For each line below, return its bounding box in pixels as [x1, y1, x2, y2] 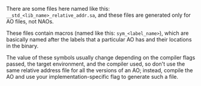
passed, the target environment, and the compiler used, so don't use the [6, 60, 185, 67]
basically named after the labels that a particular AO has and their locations [6, 36, 192, 43]
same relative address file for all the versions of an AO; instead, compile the [6, 67, 193, 74]
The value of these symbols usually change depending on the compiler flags [6, 54, 196, 61]
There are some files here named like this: [6, 5, 110, 12]
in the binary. [6, 42, 39, 49]
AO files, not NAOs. [6, 18, 54, 25]
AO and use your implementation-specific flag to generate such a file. [6, 73, 179, 80]
